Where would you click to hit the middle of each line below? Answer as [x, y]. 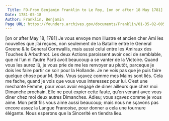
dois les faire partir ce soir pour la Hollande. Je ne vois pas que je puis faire [83, 71]
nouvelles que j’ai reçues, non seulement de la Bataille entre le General [78, 44]
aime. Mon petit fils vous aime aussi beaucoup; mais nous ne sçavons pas [82, 103]
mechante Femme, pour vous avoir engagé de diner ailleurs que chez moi [81, 87]
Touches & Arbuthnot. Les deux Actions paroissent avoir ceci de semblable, [84, 54]
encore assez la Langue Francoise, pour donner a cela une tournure [75, 108]
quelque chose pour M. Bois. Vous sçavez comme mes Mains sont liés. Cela [84, 76]
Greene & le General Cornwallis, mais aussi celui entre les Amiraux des [78, 49]
